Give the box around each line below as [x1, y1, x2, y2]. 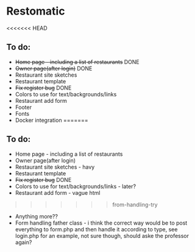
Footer [15, 103, 32, 111]
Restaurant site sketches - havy [15, 163, 95, 170]
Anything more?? [15, 212, 58, 220]
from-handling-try [112, 201, 158, 208]
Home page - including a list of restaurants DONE [15, 58, 140, 65]
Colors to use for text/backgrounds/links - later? [15, 183, 136, 190]
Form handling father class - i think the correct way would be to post [15, 219, 188, 226]
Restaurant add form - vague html [15, 189, 101, 196]
